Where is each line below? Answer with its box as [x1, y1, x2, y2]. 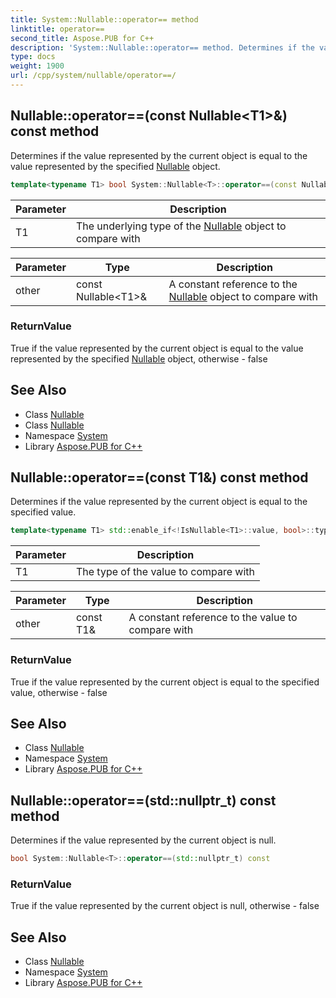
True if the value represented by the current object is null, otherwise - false [10, 900, 320, 912]
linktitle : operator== [10, 24, 105, 34]
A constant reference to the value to [128, 611, 298, 625]
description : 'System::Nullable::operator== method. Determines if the [10, 42, 315, 53]
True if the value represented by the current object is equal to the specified [10, 676, 320, 688]
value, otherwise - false [10, 686, 108, 698]
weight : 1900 [10, 61, 65, 71]
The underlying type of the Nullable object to [75, 219, 287, 233]
